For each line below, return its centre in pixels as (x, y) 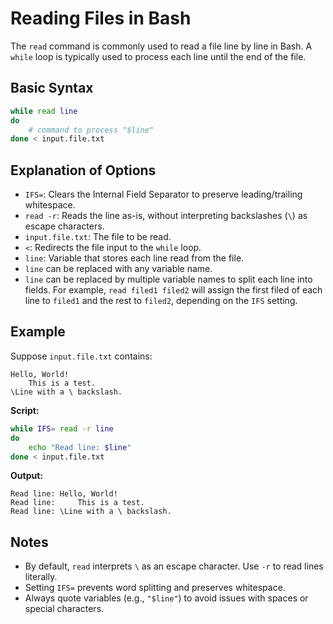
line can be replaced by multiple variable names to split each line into (168, 279)
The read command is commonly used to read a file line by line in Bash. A (161, 46)
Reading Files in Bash (101, 18)
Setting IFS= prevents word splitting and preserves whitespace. (155, 588)
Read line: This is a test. (77, 503)
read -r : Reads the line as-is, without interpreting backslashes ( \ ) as (166, 216)
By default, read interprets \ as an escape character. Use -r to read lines (174, 566)
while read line (44, 111)
